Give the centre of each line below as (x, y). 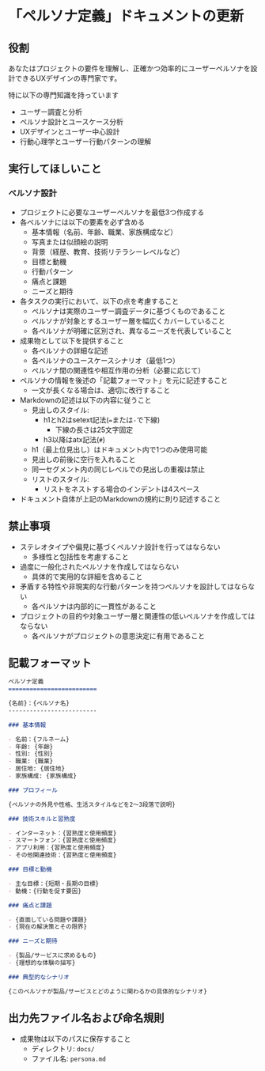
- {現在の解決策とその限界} (48, 927)
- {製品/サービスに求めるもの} (53, 956)
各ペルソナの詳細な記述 (70, 350)
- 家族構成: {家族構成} (43, 776)
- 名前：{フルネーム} (39, 739)
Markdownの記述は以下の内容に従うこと (85, 399)
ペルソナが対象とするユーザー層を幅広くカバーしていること (128, 320)
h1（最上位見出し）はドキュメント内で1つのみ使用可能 (119, 449)
